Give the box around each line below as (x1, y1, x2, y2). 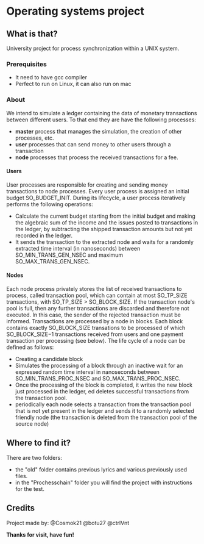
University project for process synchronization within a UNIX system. (6, 45, 180, 52)
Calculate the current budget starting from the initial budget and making (15, 212, 196, 220)
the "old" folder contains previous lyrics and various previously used (15, 465, 188, 473)
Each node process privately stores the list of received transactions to (6, 285, 182, 292)
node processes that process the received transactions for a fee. (15, 154, 178, 161)
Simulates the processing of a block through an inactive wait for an (15, 362, 183, 369)
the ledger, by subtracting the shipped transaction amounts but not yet (15, 225, 193, 232)
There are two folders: (6, 454, 62, 461)
